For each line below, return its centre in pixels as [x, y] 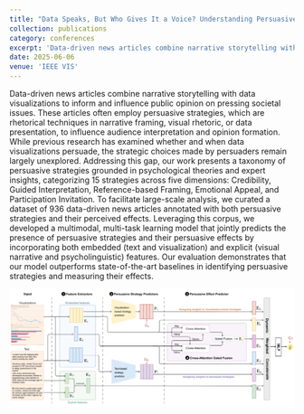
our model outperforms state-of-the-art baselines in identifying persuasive [149, 266]
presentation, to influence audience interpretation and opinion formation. [145, 132]
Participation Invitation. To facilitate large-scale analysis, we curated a [140, 199]
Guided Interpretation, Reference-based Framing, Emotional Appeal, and [144, 189]
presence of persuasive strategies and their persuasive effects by [132, 238]
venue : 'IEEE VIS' [44, 67]
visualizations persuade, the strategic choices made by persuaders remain [148, 151]
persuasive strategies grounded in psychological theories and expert [138, 170]
